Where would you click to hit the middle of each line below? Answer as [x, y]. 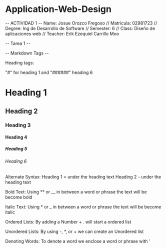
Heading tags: [19, 62]
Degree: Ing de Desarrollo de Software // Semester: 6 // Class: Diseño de [80, 28]
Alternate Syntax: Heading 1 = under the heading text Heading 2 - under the [83, 176]
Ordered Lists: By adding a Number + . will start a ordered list [68, 221]
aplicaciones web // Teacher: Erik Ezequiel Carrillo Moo [62, 33]
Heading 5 [16, 148]
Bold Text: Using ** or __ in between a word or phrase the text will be [76, 191]
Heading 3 [18, 125]
